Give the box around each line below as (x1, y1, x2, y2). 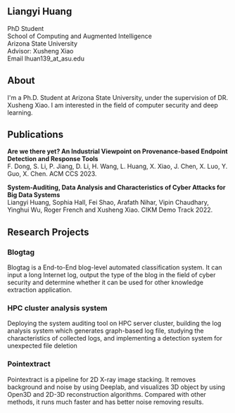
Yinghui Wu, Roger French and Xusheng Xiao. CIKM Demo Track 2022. (7, 205, 213, 214)
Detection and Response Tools (7, 155, 99, 163)
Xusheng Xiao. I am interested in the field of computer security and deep (7, 101, 218, 109)
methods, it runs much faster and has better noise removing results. (7, 398, 204, 406)
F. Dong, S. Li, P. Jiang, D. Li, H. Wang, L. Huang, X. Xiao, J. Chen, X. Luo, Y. (7, 162, 228, 171)
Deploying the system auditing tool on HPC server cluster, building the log (7, 319, 222, 328)
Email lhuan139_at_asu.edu (7, 54, 84, 63)
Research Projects (7, 226, 89, 238)
